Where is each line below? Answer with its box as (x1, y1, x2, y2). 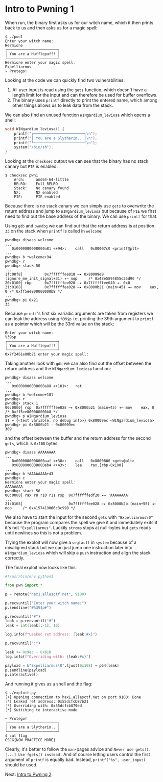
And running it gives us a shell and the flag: (5, 681, 93, 687)
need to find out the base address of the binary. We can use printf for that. (5, 213, 158, 219)
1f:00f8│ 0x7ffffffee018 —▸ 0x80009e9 (5, 272, 104, 277)
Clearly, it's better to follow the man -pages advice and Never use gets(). (5, 746, 151, 752)
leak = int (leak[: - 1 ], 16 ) (5, 623, 60, 628)
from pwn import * (5, 583, 43, 588)
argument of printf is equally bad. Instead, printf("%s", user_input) (5, 757, 146, 763)
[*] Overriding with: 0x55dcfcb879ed (5, 704, 82, 708)
